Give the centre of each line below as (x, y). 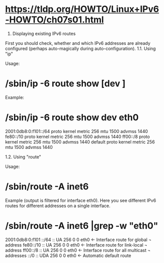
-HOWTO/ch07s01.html (55, 20)
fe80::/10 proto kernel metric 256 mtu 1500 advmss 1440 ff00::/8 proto (78, 136)
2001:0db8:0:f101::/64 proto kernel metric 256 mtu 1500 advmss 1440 (77, 131)
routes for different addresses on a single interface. (58, 206)
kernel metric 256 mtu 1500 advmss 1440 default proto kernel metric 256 (80, 142)
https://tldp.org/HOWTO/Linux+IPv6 (82, 9)
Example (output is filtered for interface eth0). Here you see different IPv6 (81, 200)
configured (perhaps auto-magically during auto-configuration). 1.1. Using (81, 48)
